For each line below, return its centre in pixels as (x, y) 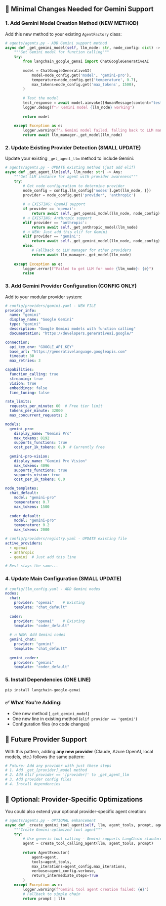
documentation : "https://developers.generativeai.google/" (72, 333)
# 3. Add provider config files (38, 779)
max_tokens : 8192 (32, 438)
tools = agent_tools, (51, 862)
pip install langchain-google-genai (43, 690)
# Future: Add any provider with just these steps (58, 766)
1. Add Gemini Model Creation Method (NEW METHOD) (72, 23)
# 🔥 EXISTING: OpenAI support (54, 204)
